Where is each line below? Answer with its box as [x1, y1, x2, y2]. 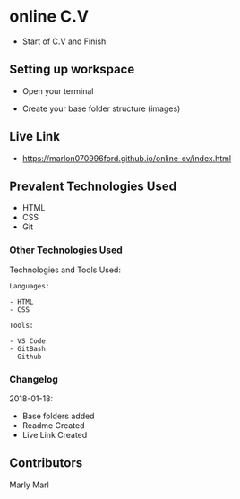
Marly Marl [9, 479, 49, 490]
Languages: [9, 281, 50, 290]
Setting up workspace [9, 62, 135, 77]
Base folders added [21, 410, 95, 421]
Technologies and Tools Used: [9, 264, 121, 275]
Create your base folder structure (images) [21, 103, 181, 114]
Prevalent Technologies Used [9, 178, 177, 194]
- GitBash [9, 344, 47, 353]
